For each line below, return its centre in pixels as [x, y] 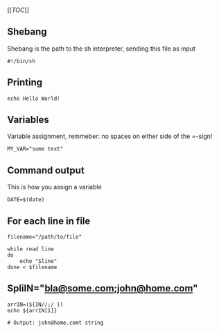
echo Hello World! [34, 99]
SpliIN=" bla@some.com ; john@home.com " [103, 288]
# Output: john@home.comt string [55, 323]
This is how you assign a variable [54, 187]
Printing [25, 83]
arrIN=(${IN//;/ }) [35, 305]
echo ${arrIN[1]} [32, 310]
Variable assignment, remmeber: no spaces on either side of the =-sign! [110, 136]
